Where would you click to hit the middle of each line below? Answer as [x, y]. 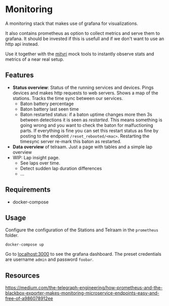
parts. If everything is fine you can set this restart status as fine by [89, 130]
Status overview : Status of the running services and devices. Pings [83, 87]
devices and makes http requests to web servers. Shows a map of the [85, 93]
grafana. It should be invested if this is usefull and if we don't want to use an [85, 39]
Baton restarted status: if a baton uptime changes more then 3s [86, 114]
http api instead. [22, 44]
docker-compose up [25, 245]
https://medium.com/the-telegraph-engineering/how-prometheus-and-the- [84, 288]
